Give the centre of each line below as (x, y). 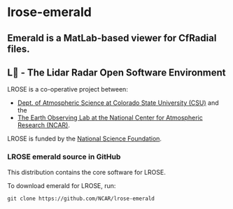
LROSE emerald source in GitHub (64, 157)
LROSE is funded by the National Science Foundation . (85, 139)
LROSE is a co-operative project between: (68, 89)
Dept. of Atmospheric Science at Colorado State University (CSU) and (118, 103)
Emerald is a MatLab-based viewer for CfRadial (112, 38)
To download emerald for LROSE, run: (62, 185)
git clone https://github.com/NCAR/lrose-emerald (81, 199)
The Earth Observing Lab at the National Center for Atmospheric (110, 118)
